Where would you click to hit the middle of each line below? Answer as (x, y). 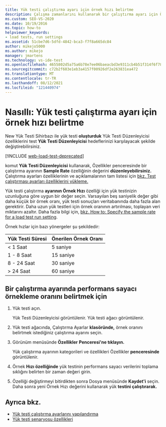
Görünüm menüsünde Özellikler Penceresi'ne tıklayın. (68, 342)
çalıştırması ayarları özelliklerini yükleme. (47, 181)
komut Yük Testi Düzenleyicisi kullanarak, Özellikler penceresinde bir (76, 166)
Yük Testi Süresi (27, 239)
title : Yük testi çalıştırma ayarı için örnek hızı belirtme (69, 10)
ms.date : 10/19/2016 (26, 23)
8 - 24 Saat (21, 263)
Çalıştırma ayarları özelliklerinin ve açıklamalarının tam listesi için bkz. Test (81, 176)
